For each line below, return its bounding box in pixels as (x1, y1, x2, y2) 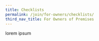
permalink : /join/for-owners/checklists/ (5, 12, 94, 17)
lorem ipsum (5, 30, 31, 36)
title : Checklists (5, 7, 44, 12)
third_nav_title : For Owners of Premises (5, 16, 94, 21)
